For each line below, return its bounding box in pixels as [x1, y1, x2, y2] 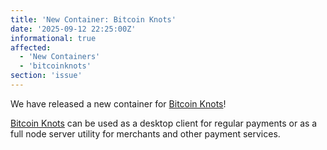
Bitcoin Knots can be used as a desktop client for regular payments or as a [10, 117, 318, 129]
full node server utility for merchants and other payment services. [10, 127, 281, 140]
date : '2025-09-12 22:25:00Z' [10, 24, 137, 34]
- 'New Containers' [19, 52, 101, 62]
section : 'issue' [10, 71, 83, 81]
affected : [10, 42, 52, 53]
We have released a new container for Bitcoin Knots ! [10, 97, 227, 110]
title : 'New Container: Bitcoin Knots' [10, 14, 177, 25]
